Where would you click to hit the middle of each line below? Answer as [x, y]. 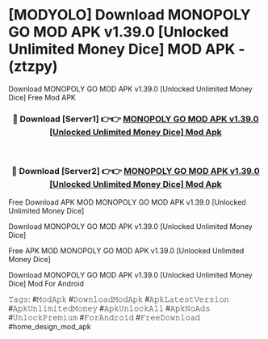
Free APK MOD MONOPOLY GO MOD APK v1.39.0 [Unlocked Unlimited [126, 250]
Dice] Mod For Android [46, 283]
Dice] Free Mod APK [42, 97]
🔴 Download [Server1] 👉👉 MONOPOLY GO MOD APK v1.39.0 [136, 119]
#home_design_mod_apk [50, 326]
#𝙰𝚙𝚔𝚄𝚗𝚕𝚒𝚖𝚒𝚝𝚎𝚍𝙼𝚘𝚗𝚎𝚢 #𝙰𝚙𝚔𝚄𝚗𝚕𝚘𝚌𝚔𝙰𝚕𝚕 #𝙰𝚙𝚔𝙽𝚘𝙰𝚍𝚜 [109, 308]
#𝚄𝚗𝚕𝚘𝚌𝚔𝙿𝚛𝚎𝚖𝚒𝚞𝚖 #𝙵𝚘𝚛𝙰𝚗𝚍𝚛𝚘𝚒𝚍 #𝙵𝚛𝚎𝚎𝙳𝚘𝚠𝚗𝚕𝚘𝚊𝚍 [104, 317]
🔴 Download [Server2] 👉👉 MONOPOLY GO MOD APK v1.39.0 [136, 172]
